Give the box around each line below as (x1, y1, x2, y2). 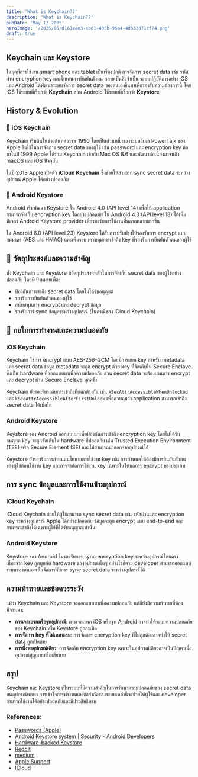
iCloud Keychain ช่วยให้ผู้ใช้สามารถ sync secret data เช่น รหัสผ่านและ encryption (6, 510, 185, 518)
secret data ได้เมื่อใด (6, 402, 52, 409)
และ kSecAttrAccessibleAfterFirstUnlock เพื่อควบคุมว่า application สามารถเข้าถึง (6, 395, 187, 402)
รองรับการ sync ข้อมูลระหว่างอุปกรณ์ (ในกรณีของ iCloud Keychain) (14, 307, 156, 314)
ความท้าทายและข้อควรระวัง (6, 584, 84, 594)
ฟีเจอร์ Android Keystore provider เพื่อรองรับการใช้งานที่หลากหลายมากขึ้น (6, 217, 160, 224)
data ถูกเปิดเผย (14, 638, 47, 645)
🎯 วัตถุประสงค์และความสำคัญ (6, 253, 90, 264)
